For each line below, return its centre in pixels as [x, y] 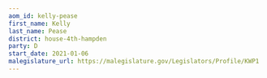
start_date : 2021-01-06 [49, 54]
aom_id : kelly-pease [43, 16]
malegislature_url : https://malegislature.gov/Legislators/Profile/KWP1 [134, 62]
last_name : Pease [38, 31]
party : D [23, 46]
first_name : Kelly [39, 24]
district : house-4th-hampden [58, 39]
